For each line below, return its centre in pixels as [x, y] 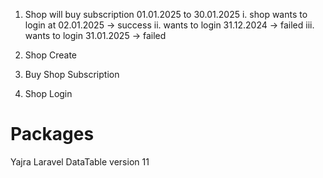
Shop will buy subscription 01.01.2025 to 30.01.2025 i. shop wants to [166, 14]
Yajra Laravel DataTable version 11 [80, 161]
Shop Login [48, 93]
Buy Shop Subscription [72, 74]
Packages [52, 134]
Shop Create [50, 55]
